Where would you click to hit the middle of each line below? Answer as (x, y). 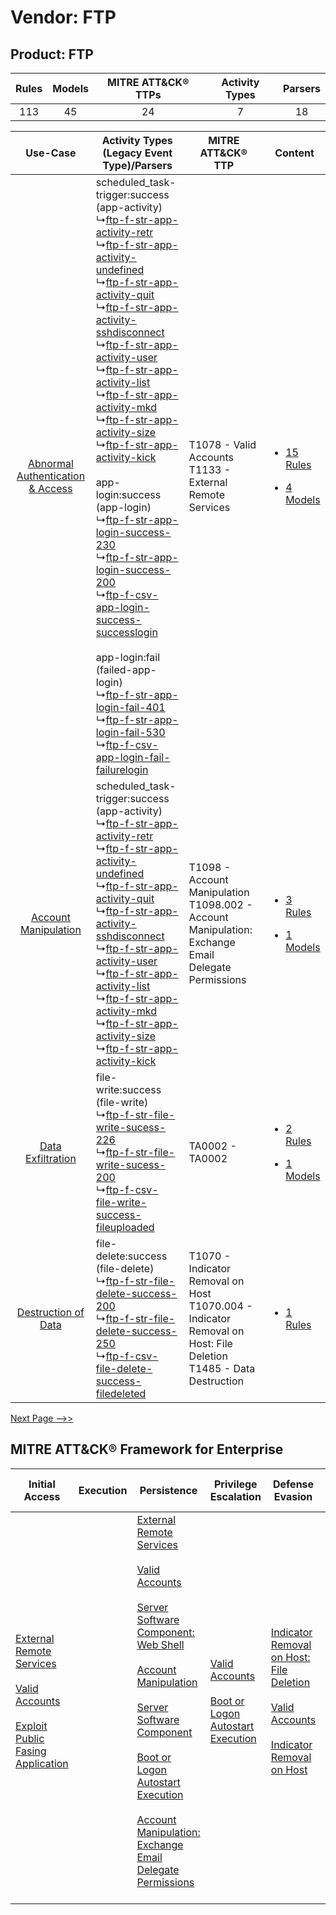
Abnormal (50, 463)
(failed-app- (126, 669)
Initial (42, 1484)
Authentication (51, 476)
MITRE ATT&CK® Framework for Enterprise (147, 1449)
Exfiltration (50, 1158)
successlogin (126, 632)
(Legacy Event (137, 153)
